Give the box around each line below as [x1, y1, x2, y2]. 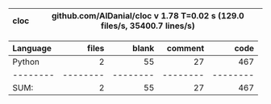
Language [12, 43, 52, 54]
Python [12, 56, 40, 67]
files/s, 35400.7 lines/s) [100, 20, 195, 31]
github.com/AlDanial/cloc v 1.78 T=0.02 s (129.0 [51, 10, 244, 21]
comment [166, 43, 204, 54]
